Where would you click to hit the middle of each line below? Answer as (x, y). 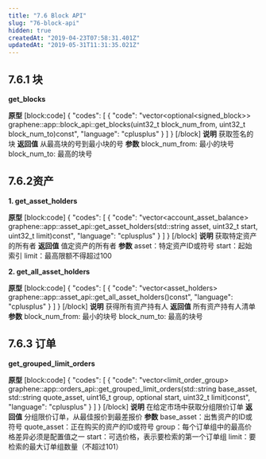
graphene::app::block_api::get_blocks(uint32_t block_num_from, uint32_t (127, 124)
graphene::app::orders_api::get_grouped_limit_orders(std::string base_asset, (133, 389)
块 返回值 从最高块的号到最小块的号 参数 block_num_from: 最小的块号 (121, 143)
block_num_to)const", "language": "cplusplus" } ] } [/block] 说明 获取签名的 (131, 134)
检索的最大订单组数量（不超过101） (66, 446)
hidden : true (30, 30)
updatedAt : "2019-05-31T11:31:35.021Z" (74, 45)
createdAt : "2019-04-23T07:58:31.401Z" (74, 38)
